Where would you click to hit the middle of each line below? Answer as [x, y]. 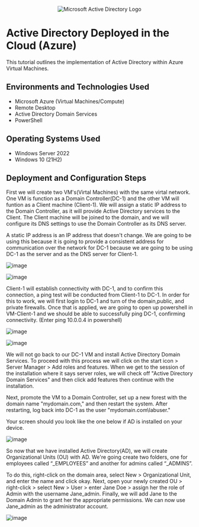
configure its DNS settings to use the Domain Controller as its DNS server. [96, 224]
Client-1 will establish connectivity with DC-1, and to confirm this [85, 289]
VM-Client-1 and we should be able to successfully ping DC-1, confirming [96, 314]
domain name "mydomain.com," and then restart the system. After [87, 404]
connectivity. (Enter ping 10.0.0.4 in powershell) [64, 320]
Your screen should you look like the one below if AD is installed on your [94, 421]
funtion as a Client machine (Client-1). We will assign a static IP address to [97, 205]
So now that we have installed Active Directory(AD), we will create [87, 451]
